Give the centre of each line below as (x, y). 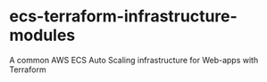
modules (42, 35)
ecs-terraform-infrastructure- (124, 16)
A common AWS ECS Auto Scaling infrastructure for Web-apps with (134, 60)
